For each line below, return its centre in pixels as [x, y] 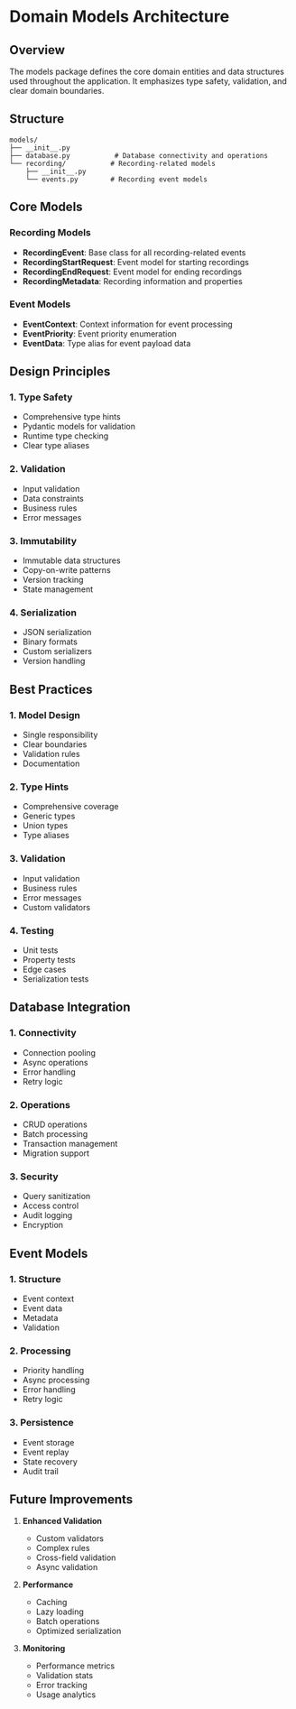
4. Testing [32, 930]
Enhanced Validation [62, 1521]
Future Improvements [71, 1499]
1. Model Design [45, 715]
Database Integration [70, 1007]
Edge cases [44, 969]
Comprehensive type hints [71, 417]
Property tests [49, 959]
